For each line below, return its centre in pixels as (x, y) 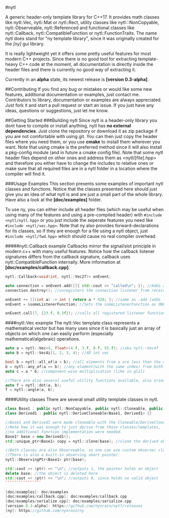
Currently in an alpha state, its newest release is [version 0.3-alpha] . (77, 79)
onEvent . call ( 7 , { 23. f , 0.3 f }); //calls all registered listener (75, 313)
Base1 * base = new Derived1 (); (38, 436)
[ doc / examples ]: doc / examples (37, 492)
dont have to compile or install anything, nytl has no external (68, 126)
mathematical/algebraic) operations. (43, 339)
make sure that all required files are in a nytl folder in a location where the (81, 169)
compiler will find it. (26, 174)
